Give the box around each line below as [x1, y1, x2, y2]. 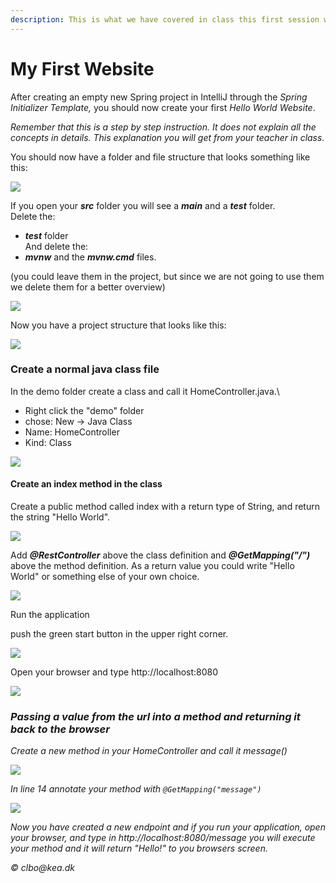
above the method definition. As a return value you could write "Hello [10, 560, 295, 572]
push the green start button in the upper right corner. [10, 628, 229, 640]
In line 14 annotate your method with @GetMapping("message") [10, 783, 262, 795]
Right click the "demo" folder [24, 404, 145, 416]
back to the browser [10, 722, 110, 736]
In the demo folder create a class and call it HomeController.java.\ [10, 385, 280, 397]
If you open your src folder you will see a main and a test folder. [10, 199, 276, 211]
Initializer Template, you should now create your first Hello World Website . [10, 101, 316, 113]
